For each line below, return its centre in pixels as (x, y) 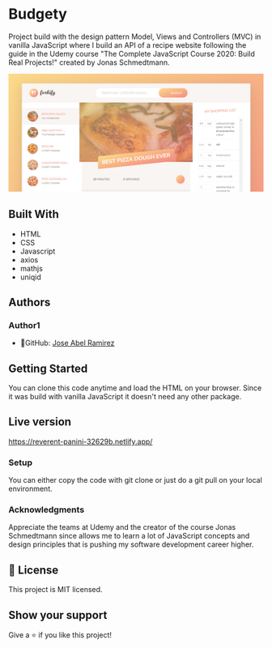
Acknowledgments (47, 509)
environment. (30, 489)
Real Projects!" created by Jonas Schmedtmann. (89, 62)
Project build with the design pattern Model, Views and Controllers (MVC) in (135, 36)
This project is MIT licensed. (55, 590)
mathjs (31, 268)
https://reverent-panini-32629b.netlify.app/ (81, 441)
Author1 (24, 325)
